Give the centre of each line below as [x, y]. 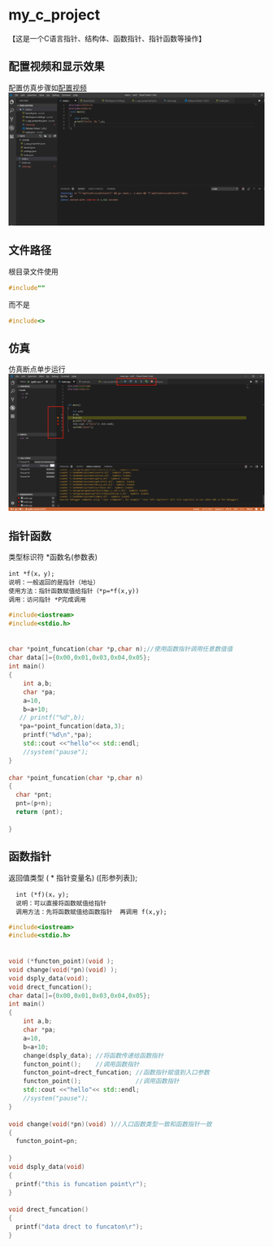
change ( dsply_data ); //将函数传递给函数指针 [93, 1055]
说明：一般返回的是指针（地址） [54, 582]
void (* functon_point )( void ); [61, 961]
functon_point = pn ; [47, 1141]
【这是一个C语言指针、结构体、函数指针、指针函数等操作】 [107, 38]
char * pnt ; [34, 795]
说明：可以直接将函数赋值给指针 [61, 903]
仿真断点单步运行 [37, 369]
